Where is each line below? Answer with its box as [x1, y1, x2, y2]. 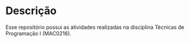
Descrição [5, 4, 57, 18]
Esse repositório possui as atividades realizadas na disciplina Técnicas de [5, 24, 185, 31]
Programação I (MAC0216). [5, 29, 72, 37]
